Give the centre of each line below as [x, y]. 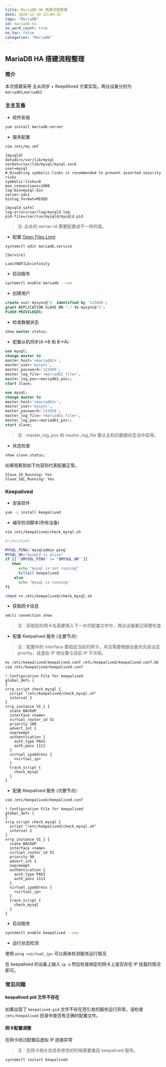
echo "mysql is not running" [48, 569]
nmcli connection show [29, 615]
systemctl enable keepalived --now [42, 933]
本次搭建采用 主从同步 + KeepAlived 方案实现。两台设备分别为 [69, 86]
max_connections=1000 [28, 186]
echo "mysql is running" [44, 582]
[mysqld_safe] [20, 208]
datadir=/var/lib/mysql [30, 160]
